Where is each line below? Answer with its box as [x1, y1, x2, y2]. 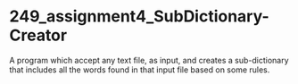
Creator [9, 25, 68, 46]
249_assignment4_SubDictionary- [9, 6, 269, 27]
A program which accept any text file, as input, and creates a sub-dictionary [9, 55, 289, 65]
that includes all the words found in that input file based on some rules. [9, 64, 270, 75]
